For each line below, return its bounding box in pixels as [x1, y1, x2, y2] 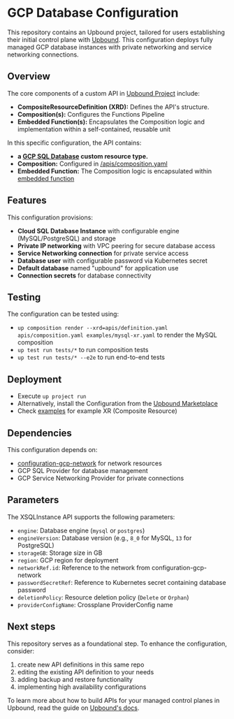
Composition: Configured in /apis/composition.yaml [17, 159, 168, 168]
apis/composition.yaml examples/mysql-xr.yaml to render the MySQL [17, 331, 218, 340]
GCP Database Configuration [7, 5, 179, 21]
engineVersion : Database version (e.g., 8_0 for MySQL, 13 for [17, 533, 192, 542]
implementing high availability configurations [17, 683, 147, 691]
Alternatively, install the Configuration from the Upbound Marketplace [17, 400, 218, 408]
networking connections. [7, 50, 79, 59]
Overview [7, 71, 51, 82]
